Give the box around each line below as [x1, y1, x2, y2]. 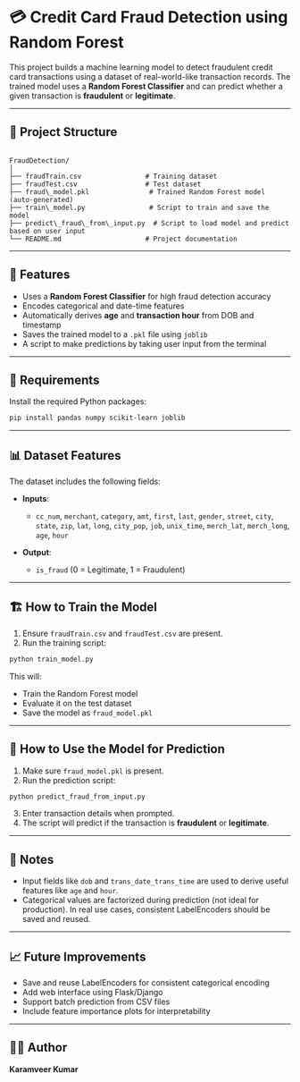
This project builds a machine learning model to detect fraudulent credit [9, 62, 273, 72]
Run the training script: [21, 637, 107, 648]
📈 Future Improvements [9, 949, 146, 964]
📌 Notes [9, 851, 54, 867]
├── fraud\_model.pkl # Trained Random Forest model [9, 187, 266, 197]
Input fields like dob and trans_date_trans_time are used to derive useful [21, 875, 288, 886]
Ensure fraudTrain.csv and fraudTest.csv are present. [21, 628, 223, 638]
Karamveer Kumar [9, 1063, 79, 1074]
